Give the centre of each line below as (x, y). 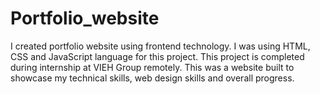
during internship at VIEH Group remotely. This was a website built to (152, 67)
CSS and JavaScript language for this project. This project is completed (157, 56)
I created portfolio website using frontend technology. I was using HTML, (160, 46)
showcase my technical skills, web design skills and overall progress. (152, 78)
